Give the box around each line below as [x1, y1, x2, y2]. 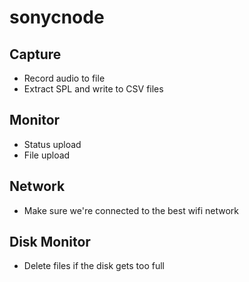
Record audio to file [23, 72, 106, 84]
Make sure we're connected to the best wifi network [23, 204, 240, 216]
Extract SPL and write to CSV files [23, 83, 164, 95]
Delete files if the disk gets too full [23, 260, 165, 272]
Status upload [23, 138, 82, 150]
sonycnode [9, 6, 105, 29]
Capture [9, 46, 62, 63]
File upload [23, 149, 71, 161]
